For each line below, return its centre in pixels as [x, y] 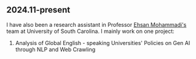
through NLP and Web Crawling [55, 49]
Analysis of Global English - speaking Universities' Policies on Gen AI [103, 43]
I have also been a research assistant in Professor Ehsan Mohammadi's [96, 24]
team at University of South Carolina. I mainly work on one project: [91, 31]
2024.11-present [38, 10]
